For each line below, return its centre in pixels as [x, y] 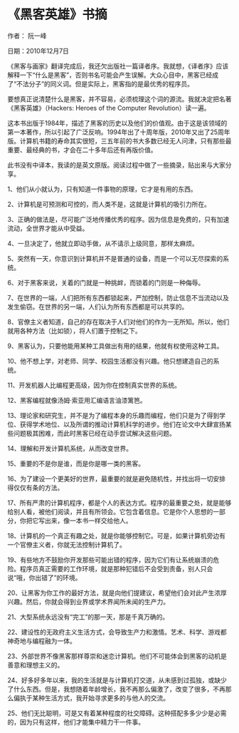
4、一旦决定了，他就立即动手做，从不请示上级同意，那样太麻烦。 [103, 243]
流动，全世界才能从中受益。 [48, 228]
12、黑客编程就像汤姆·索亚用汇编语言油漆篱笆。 [77, 400]
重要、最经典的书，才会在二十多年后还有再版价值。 [82, 150]
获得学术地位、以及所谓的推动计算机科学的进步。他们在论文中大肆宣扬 [122, 424]
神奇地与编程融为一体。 [42, 641]
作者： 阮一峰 [27, 36]
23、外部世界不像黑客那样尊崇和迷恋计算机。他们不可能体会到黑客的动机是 [117, 656]
